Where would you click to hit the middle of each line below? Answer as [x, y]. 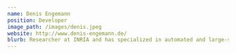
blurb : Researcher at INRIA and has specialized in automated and [106, 40]
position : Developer [38, 20]
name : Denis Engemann [39, 14]
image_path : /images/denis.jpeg [54, 27]
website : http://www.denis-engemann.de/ [67, 33]
